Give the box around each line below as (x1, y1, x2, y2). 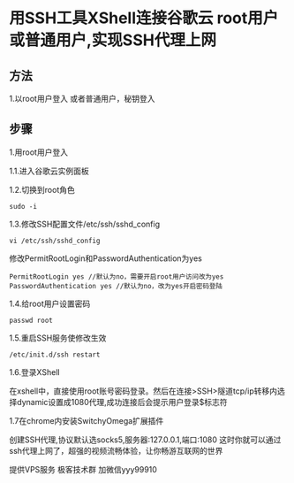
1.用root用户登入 (9, 147, 69, 157)
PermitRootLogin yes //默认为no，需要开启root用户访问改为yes (9, 272, 224, 281)
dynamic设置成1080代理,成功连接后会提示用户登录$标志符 (16, 396, 228, 407)
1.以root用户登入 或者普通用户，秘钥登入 (9, 94, 156, 103)
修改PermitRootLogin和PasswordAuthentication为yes (9, 253, 203, 264)
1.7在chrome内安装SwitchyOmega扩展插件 (9, 415, 164, 425)
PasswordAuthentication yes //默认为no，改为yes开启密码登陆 (9, 281, 223, 290)
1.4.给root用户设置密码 (9, 298, 91, 309)
